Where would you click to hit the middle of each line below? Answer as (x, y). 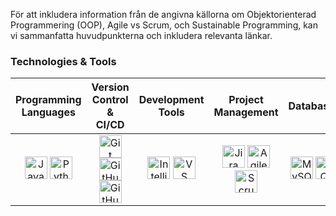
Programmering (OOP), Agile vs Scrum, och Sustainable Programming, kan (164, 25)
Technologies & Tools (63, 61)
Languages (48, 112)
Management (246, 112)
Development (171, 100)
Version (110, 87)
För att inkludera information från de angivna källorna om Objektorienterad (163, 14)
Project (246, 100)
